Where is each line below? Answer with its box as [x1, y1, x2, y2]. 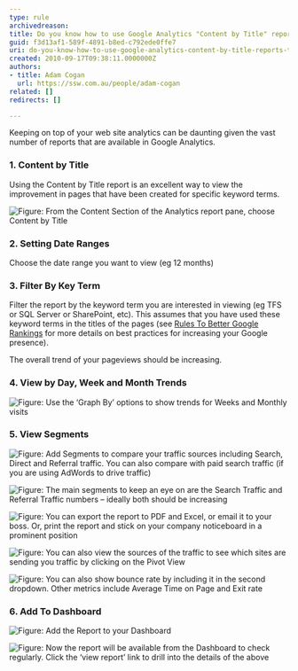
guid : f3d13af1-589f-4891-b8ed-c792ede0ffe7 [9, 37, 176, 47]
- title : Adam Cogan [9, 71, 86, 80]
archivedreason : [9, 21, 69, 30]
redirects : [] [9, 95, 62, 105]
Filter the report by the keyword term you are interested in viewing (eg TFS [9, 300, 282, 310]
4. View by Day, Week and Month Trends [9, 377, 188, 389]
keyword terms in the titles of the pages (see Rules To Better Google [9, 318, 259, 329]
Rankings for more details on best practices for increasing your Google [9, 328, 268, 339]
